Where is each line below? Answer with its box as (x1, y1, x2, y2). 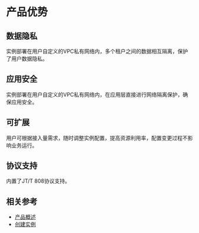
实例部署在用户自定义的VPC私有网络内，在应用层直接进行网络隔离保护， (6, 91, 183, 98)
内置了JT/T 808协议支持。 (6, 177, 70, 184)
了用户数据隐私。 (6, 55, 48, 62)
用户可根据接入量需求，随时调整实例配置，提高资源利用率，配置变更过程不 (6, 134, 188, 141)
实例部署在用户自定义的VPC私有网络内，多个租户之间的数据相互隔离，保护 (6, 48, 188, 55)
